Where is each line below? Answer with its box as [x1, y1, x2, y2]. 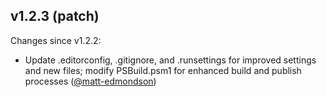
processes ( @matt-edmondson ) [24, 75, 157, 87]
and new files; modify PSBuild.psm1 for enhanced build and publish [24, 64, 302, 76]
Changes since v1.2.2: [10, 34, 102, 46]
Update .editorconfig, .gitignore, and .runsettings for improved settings [24, 54, 317, 66]
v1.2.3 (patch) [10, 8, 100, 25]
